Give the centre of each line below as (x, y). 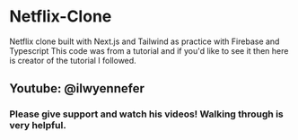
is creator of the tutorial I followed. (73, 60)
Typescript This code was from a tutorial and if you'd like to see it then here (149, 50)
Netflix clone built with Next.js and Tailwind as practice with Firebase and (145, 41)
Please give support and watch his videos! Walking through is (147, 114)
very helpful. (38, 126)
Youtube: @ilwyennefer (77, 88)
